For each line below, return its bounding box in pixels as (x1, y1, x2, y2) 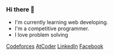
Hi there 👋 (6, 5, 35, 14)
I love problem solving (14, 31, 69, 38)
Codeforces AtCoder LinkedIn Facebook (6, 43, 104, 50)
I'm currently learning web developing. (14, 19, 109, 26)
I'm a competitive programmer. (14, 25, 89, 32)
